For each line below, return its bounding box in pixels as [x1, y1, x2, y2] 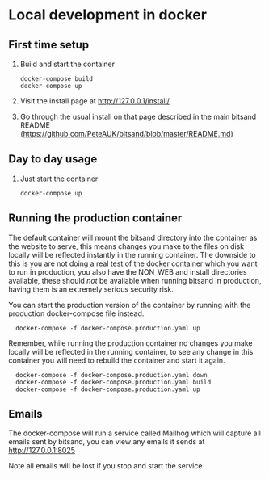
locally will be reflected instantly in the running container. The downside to [8, 250, 256, 259]
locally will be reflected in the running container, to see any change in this [8, 347, 254, 356]
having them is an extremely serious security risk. [8, 284, 174, 294]
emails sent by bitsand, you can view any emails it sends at [8, 437, 205, 447]
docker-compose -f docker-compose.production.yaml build [15, 378, 212, 386]
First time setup [8, 38, 90, 52]
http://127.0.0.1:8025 [8, 446, 75, 456]
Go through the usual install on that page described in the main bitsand [19, 111, 257, 121]
